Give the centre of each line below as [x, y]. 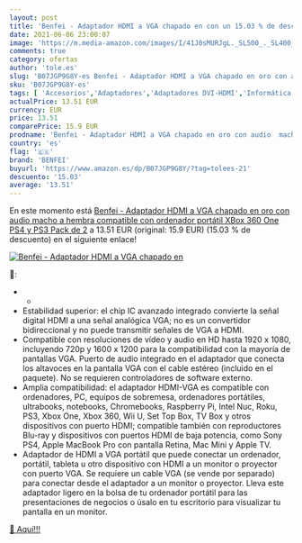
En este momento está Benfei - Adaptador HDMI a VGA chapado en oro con [150, 211]
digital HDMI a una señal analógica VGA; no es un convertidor [136, 321]
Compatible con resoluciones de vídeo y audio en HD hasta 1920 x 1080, [157, 339]
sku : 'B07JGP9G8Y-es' [50, 85]
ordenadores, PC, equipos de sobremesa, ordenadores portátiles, [144, 397]
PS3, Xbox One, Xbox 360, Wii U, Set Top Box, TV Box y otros [137, 416]
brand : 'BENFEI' [40, 160]
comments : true [38, 51]
